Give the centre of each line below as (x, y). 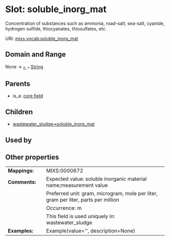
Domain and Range (36, 54)
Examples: (21, 231)
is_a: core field (28, 96)
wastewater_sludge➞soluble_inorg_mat (54, 124)
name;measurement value (77, 185)
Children (19, 112)
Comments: (22, 182)
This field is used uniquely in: (81, 216)
